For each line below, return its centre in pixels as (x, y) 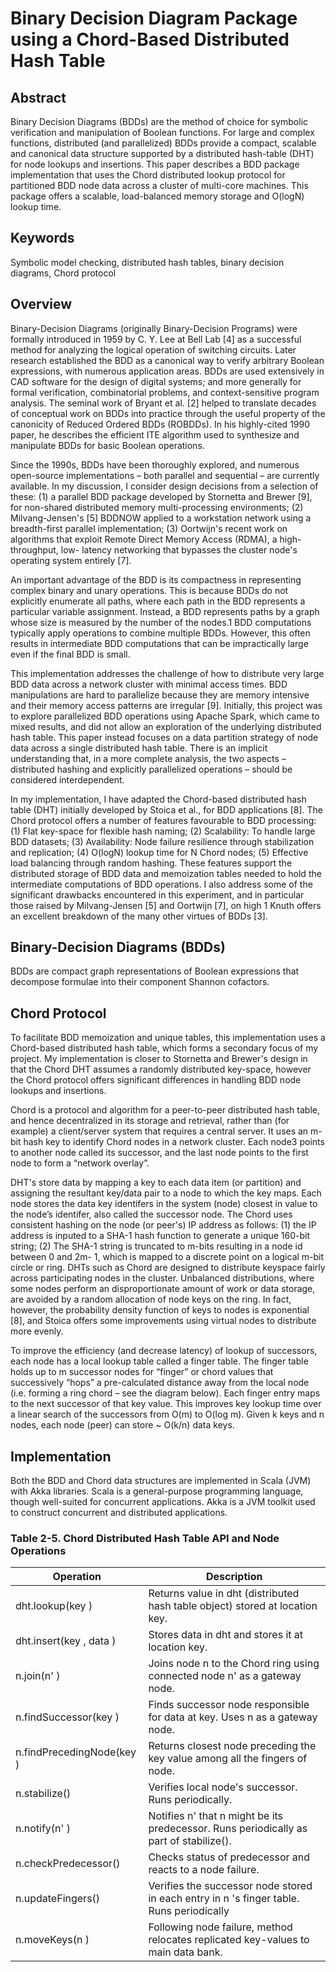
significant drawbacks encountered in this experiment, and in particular (157, 894)
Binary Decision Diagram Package (154, 18)
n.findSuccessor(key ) (67, 1717)
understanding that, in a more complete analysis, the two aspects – (148, 758)
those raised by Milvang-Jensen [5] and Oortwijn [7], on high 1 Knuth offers (166, 905)
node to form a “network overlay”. (80, 1163)
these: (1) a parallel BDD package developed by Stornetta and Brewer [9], (161, 496)
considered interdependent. (67, 779)
